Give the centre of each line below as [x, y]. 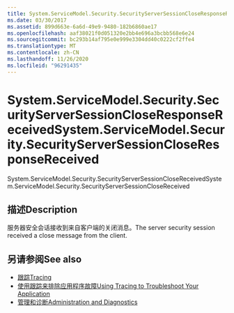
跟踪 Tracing [34, 277]
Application [34, 294]
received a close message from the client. [67, 236]
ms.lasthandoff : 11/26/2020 [48, 59]
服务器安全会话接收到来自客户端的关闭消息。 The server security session [111, 228]
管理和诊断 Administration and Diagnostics [77, 302]
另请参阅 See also [45, 259]
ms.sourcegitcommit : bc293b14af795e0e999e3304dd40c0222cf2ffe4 [101, 40]
